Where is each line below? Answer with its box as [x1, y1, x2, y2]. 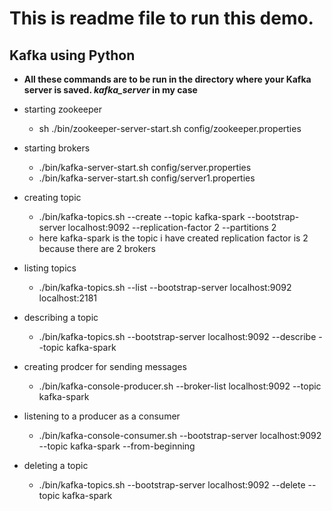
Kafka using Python [9, 47, 136, 64]
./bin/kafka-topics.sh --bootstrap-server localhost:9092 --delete [38, 479, 306, 491]
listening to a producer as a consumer [23, 410, 181, 422]
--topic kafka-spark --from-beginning [38, 440, 196, 452]
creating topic [23, 192, 82, 203]
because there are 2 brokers [38, 243, 156, 254]
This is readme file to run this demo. [9, 7, 314, 30]
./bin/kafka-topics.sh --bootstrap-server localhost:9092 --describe [38, 331, 317, 342]
